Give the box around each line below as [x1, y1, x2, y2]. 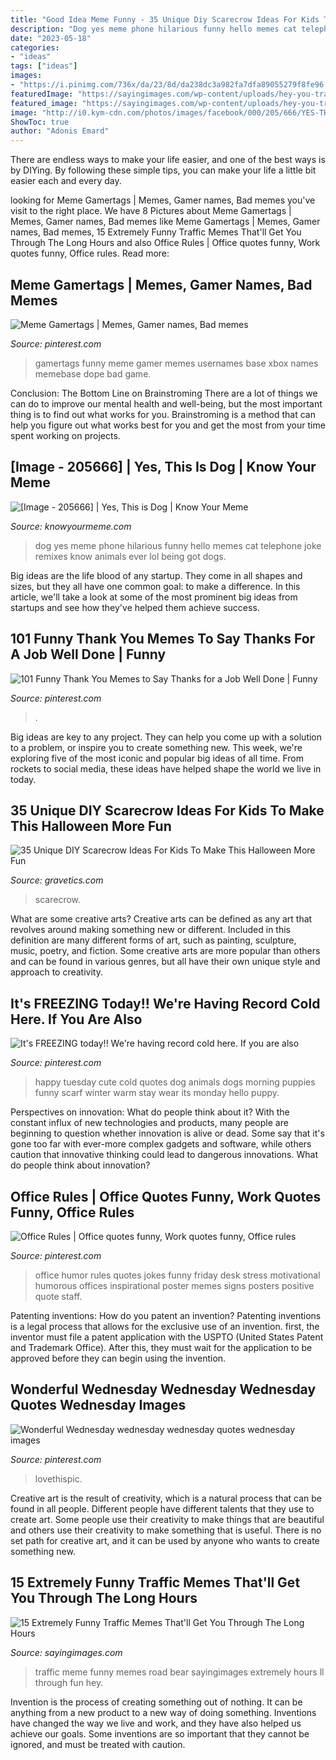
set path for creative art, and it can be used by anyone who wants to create [10, 1534, 320, 1546]
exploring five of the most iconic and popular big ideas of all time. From [10, 752, 304, 764]
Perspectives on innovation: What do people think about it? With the [10, 1106, 290, 1118]
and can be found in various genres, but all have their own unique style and [10, 956, 321, 968]
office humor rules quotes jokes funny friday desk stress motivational [34, 1269, 321, 1281]
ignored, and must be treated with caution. [10, 1738, 186, 1750]
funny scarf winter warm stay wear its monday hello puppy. [34, 1087, 280, 1099]
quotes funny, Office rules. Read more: [10, 247, 170, 260]
